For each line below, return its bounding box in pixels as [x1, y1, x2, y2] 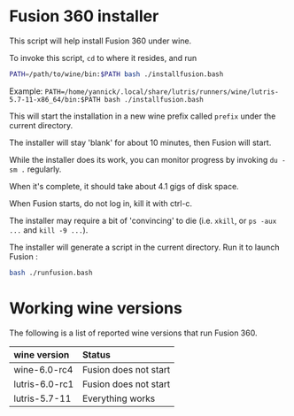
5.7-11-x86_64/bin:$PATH [9, 95, 101, 104]
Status [82, 348, 111, 360]
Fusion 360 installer [9, 6, 159, 27]
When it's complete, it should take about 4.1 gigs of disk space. [9, 181, 239, 191]
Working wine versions [9, 298, 183, 318]
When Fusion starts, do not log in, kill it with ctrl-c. [9, 197, 193, 209]
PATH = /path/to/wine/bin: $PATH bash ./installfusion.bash [9, 69, 224, 79]
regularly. [27, 164, 62, 174]
